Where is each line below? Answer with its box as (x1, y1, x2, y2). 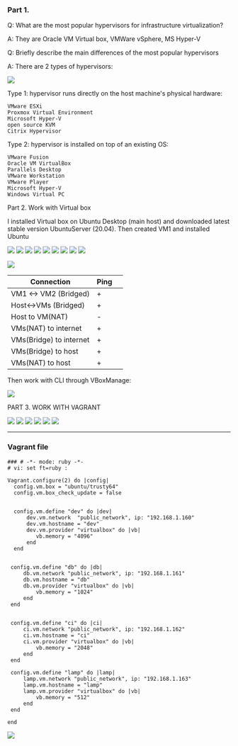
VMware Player (7, 179, 50, 186)
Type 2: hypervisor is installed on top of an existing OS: (7, 140, 169, 149)
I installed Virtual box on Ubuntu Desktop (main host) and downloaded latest (7, 217, 230, 226)
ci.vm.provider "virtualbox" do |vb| (23, 638, 135, 645)
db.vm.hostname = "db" (23, 576, 91, 583)
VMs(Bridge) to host (11, 346, 79, 356)
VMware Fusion (7, 154, 50, 161)
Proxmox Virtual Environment (7, 109, 93, 116)
